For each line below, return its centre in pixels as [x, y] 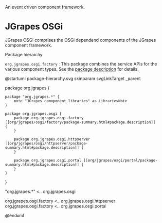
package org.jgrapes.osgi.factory [49, 118]
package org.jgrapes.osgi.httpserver [52, 139]
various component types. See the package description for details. [72, 69]
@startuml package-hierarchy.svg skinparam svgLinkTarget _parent [73, 78]
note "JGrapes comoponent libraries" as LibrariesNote [71, 101]
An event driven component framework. [45, 7]
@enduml [15, 215]
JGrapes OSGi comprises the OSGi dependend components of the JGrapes [81, 40]
